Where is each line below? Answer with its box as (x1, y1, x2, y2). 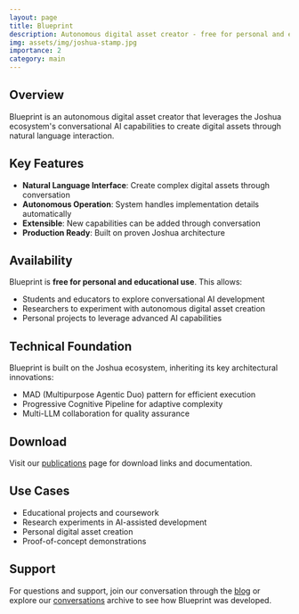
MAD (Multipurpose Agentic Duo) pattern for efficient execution (21, 389, 256, 400)
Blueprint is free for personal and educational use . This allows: (9, 277, 243, 287)
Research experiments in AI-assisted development (21, 517, 207, 527)
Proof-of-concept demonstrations (21, 535, 147, 546)
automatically (21, 208, 72, 219)
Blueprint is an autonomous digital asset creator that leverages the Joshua (9, 111, 282, 121)
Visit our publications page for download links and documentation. (9, 458, 253, 469)
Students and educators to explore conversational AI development (21, 294, 265, 304)
